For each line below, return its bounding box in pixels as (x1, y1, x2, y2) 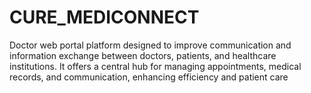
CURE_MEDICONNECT (9, 6, 200, 29)
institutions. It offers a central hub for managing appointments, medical (9, 60, 302, 72)
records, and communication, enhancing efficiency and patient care (9, 71, 289, 83)
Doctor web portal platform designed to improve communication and (9, 39, 292, 51)
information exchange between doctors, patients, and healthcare (9, 49, 277, 61)
